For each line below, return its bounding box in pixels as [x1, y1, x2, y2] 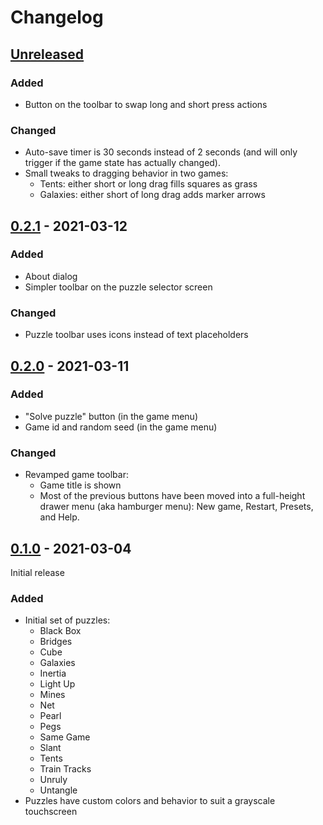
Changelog [10, 6, 104, 29]
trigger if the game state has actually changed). [24, 157, 222, 169]
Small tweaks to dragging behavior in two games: [24, 167, 229, 180]
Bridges [39, 636, 73, 648]
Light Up [39, 678, 76, 690]
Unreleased [10, 46, 85, 63]
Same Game [39, 731, 91, 743]
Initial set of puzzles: [24, 614, 111, 626]
